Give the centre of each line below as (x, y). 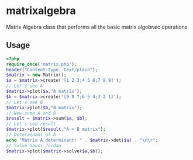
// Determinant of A (31, 135)
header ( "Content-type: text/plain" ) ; (52, 69)
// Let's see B (25, 102)
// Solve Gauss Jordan (34, 145)
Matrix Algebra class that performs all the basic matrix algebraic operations (97, 27)
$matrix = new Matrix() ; (36, 75)
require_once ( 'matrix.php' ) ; (42, 64)
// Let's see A (25, 86)
